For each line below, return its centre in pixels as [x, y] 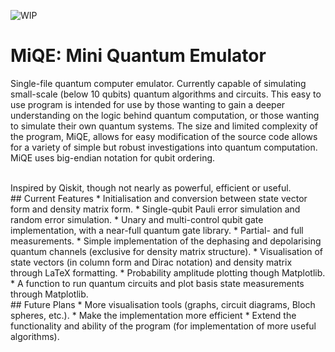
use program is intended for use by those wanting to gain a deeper [148, 104]
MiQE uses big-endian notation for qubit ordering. [113, 157]
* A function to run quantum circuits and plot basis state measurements [157, 283]
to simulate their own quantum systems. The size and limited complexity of [164, 126]
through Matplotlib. [49, 294]
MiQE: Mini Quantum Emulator [138, 56]
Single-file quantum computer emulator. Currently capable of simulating [158, 83]
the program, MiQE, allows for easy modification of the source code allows [164, 136]
